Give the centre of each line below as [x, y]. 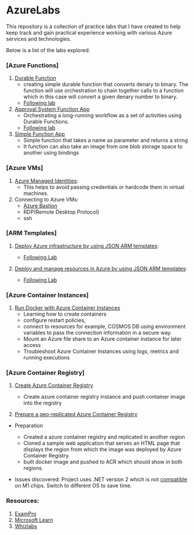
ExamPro [25, 513]
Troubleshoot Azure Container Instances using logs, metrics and [101, 351]
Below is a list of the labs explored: [48, 50]
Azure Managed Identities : [46, 181]
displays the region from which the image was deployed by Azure [102, 450]
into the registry [42, 403]
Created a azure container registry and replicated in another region [104, 437]
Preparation [29, 426]
